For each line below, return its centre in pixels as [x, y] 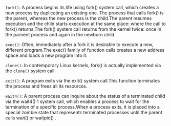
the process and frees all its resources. [46, 86]
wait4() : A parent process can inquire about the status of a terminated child [85, 96]
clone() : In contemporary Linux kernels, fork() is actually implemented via [83, 65]
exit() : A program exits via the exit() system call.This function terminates [83, 81]
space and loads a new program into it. [47, 55]
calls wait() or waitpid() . [31, 118]
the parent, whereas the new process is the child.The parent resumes [79, 18]
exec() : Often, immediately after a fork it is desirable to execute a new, [79, 45]
